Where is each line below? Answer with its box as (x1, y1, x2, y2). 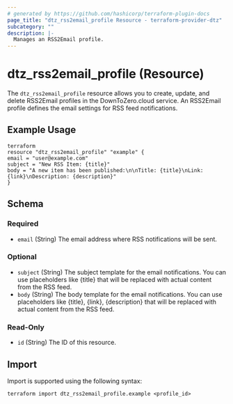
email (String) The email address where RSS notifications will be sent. (17, 235, 218, 243)
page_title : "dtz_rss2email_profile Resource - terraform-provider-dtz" (7, 17, 223, 24)
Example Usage (7, 124, 77, 136)
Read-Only (7, 322, 45, 332)
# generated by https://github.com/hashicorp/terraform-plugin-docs (7, 10, 210, 17)
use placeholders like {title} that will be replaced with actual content (17, 275, 212, 283)
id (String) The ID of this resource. (17, 339, 117, 347)
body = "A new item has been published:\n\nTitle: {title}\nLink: (7, 166, 204, 174)
